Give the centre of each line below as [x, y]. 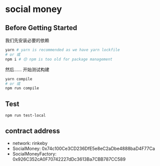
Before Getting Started [41, 28]
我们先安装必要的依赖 [27, 40]
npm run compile [22, 88]
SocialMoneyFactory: [34, 153]
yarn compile [19, 79]
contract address [33, 131]
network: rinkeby [30, 143]
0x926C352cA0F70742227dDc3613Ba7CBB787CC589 [69, 159]
